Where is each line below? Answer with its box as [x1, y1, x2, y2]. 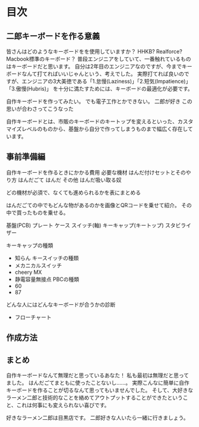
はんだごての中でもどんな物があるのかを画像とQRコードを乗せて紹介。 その [6, 201, 192, 208]
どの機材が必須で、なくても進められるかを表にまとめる [6, 189, 141, 196]
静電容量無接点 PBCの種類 [14, 275, 80, 283]
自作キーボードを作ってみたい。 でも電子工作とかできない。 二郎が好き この [6, 98, 193, 105]
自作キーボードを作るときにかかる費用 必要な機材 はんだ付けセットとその [6, 169, 186, 176]
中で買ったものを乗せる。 [6, 209, 69, 216]
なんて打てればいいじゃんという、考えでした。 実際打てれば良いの [21, 70, 184, 77]
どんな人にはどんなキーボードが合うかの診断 [6, 301, 116, 308]
